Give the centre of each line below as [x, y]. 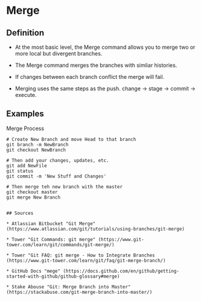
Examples [25, 114]
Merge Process [25, 128]
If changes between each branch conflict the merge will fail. [90, 77]
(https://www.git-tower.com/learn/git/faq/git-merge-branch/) [86, 260]
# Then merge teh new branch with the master [64, 187]
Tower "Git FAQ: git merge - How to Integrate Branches [83, 255]
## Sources [20, 213]
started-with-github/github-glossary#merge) [63, 276]
